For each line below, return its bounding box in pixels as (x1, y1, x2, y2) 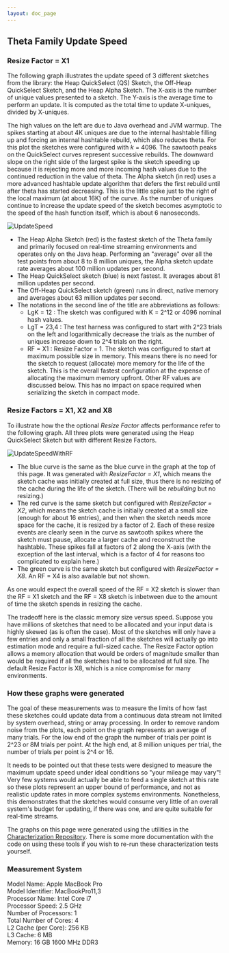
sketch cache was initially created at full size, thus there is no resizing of (16, 477, 221, 485)
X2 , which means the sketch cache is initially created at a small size (16, 506, 208, 515)
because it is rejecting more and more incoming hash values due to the (7, 165, 207, 174)
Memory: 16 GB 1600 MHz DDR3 (7, 938, 99, 947)
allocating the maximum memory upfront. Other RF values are (27, 374, 201, 382)
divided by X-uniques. (7, 108, 70, 117)
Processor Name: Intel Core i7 (7, 895, 92, 903)
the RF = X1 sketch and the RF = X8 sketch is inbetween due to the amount (7, 592, 217, 600)
